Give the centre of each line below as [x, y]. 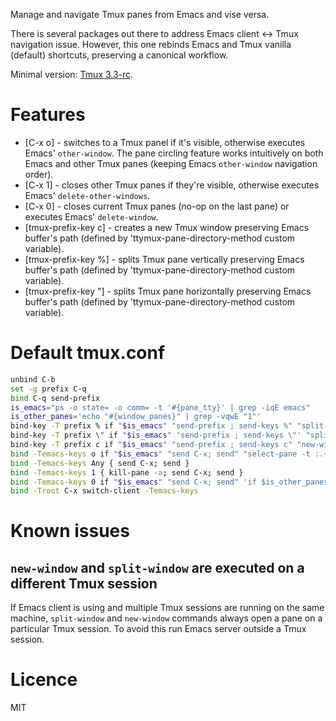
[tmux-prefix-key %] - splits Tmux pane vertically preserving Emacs [164, 259]
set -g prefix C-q [48, 389]
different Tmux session [84, 583]
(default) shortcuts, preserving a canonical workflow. [119, 55]
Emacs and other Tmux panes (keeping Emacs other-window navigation [171, 163]
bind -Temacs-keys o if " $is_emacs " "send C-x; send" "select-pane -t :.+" [171, 454]
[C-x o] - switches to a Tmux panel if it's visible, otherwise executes [165, 142]
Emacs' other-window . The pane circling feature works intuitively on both [174, 153]
